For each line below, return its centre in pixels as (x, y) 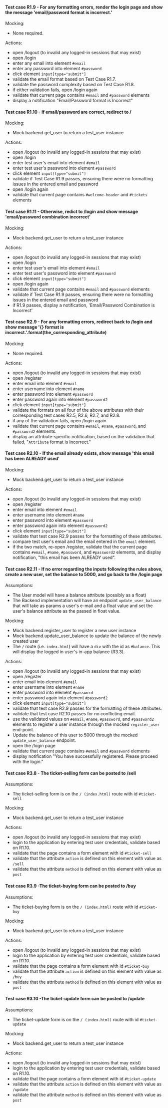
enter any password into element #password (57, 69)
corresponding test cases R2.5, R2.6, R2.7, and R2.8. (66, 415)
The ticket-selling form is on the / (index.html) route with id (75, 794)
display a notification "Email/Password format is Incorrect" (72, 101)
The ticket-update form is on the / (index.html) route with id (75, 1019)
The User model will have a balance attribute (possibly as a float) (79, 595)
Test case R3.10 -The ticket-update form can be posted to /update (75, 999)
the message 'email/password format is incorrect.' (59, 12)
